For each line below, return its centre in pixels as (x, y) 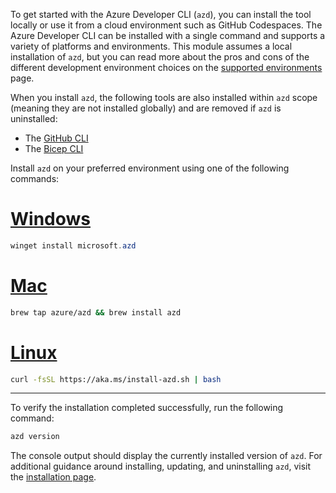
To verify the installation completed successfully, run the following (147, 408)
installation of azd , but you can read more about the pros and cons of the (160, 57)
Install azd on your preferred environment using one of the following (150, 168)
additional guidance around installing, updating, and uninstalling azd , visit (161, 466)
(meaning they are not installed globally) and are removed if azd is (146, 108)
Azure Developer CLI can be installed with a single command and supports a (168, 35)
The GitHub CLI (56, 138)
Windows (50, 219)
